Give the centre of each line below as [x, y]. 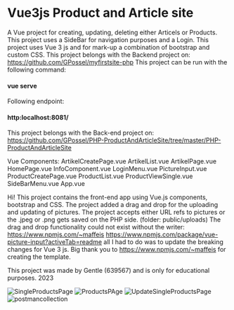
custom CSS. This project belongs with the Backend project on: [99, 55]
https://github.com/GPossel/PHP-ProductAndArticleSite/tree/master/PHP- [114, 140]
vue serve [22, 86]
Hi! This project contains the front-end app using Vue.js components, [108, 197]
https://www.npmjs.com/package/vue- [162, 235]
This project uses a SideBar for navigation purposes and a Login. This [108, 39]
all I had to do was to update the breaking [163, 242]
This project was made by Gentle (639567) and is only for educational [109, 271]
